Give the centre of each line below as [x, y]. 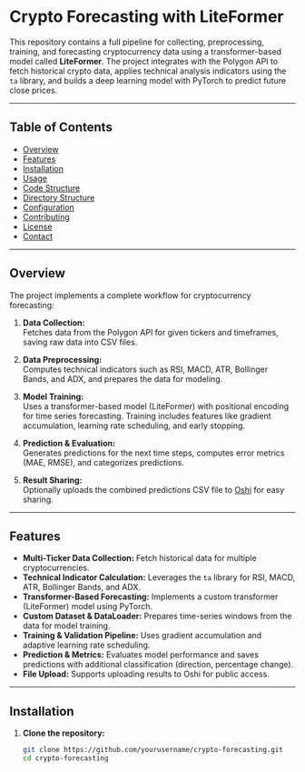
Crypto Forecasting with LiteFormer [147, 17]
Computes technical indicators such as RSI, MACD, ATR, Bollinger [145, 369]
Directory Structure [59, 197]
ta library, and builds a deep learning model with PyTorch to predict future [148, 80]
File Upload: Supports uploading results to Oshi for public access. [146, 674]
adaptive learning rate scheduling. [86, 645]
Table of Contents [61, 128]
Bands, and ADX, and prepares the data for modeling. [123, 378]
